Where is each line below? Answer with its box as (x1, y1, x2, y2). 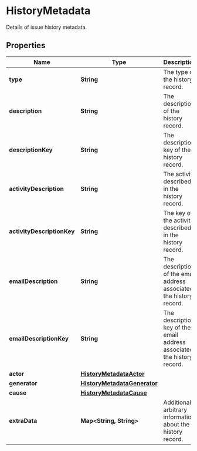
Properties (6, 41, 46, 51)
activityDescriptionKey (9, 227, 75, 235)
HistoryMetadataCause (80, 389, 147, 397)
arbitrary (163, 405, 188, 413)
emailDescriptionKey (9, 334, 69, 342)
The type (163, 68, 189, 76)
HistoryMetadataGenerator (80, 379, 158, 387)
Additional (163, 398, 192, 406)
